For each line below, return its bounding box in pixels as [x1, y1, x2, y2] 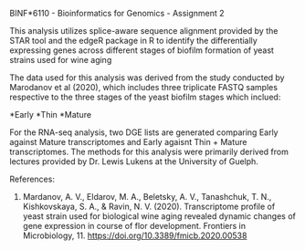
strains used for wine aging [9, 55, 112, 65]
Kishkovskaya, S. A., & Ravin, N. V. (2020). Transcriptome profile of [22, 201, 276, 212]
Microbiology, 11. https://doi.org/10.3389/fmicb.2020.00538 [22, 230, 247, 241]
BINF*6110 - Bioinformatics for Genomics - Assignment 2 [9, 8, 226, 18]
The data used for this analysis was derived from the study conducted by [9, 72, 285, 83]
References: [9, 173, 55, 184]
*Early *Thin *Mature [9, 109, 92, 120]
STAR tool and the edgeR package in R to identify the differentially [9, 36, 258, 46]
